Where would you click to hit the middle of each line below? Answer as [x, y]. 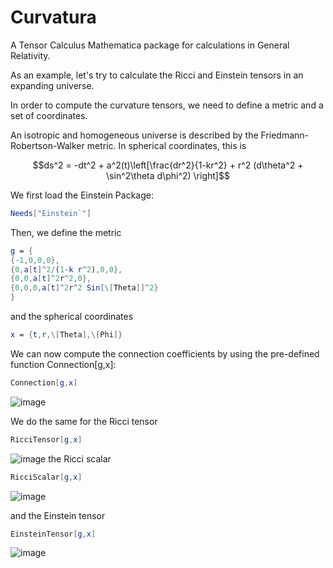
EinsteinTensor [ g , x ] [53, 534]
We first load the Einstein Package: [82, 195]
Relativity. [30, 55]
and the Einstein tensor [58, 515]
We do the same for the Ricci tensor [84, 421]
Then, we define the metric [66, 232]
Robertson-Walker [47, 145]
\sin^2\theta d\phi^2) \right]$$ [168, 175]
